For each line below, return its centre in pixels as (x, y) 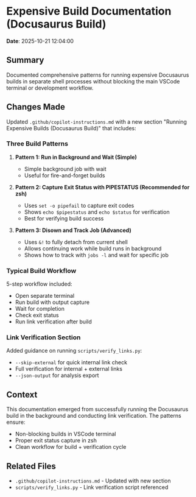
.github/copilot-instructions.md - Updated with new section (93, 481)
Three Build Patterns (37, 144)
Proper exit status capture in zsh (56, 440)
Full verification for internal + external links (69, 369)
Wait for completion (40, 309)
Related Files (31, 466)
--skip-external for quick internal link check (71, 362)
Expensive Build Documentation (89, 11)
